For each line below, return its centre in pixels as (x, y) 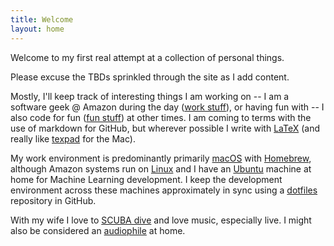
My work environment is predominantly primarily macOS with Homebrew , (161, 158)
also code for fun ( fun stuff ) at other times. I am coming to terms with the (161, 117)
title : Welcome (42, 19)
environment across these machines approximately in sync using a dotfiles (164, 190)
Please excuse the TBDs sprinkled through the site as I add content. (150, 77)
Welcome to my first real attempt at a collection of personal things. (147, 57)
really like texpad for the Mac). (73, 138)
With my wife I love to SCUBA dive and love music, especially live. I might (161, 220)
